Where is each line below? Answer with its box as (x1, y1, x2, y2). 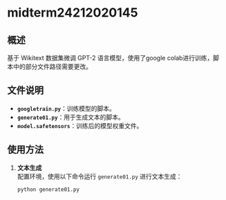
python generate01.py (17, 185, 79, 193)
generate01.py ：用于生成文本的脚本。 (17, 113, 124, 121)
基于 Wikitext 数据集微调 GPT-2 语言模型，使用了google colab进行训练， (7, 54, 214, 62)
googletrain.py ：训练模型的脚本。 (17, 104, 116, 112)
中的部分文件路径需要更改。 (12, 62, 92, 71)
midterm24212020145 (7, 5, 138, 21)
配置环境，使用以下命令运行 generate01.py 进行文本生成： (17, 172, 182, 181)
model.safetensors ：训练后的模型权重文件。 (17, 121, 143, 129)
